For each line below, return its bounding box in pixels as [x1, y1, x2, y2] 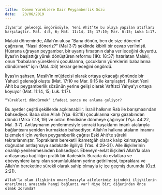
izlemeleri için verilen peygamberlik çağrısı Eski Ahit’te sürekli [5, 132, 128, 138]
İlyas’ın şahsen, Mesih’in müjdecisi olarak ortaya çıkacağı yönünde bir [5, 73, 144, 79]
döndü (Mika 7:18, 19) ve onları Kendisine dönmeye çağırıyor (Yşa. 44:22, [5, 116, 150, 122]
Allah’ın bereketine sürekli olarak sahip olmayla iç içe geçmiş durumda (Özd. [5, 163, 157, 169]
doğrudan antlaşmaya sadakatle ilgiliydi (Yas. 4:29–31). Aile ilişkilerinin [5, 142, 145, 148]
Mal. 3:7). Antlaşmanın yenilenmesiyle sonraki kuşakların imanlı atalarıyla [5, 122, 150, 128]
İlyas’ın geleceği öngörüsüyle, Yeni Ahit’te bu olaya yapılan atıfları [5, 25, 155, 30]
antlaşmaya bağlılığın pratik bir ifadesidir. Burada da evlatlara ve [5, 152, 132, 158]
